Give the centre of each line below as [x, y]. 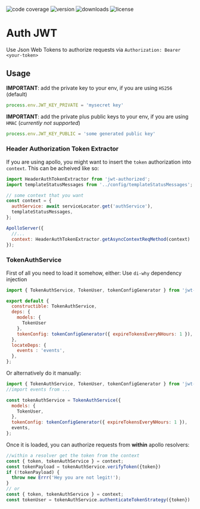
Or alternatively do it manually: [44, 373]
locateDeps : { [29, 345]
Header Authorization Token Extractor [62, 149]
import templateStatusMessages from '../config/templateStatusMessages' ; [100, 184]
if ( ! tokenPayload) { [33, 472]
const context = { [29, 201]
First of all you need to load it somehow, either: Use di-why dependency [94, 273]
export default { [28, 301]
